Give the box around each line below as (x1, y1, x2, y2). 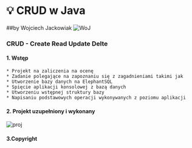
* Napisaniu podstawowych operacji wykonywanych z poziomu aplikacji (6, 95, 187, 101)
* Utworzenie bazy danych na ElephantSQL (6, 79, 113, 85)
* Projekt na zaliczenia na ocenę (6, 68, 94, 74)
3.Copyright (6, 135, 38, 142)
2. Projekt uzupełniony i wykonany (6, 107, 95, 115)
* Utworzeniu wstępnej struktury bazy (6, 90, 105, 96)
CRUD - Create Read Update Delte (6, 39, 108, 48)
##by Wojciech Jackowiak (6, 24, 72, 31)
